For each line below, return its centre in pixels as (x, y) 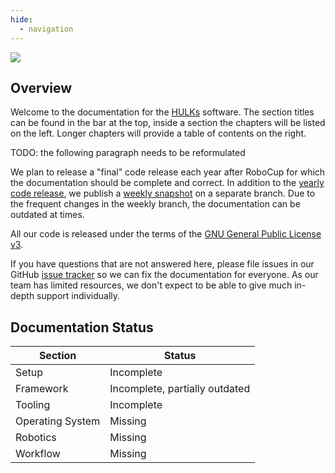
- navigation (46, 29)
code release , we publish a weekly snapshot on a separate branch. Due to (163, 193)
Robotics (36, 438)
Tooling (33, 405)
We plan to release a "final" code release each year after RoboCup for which (168, 172)
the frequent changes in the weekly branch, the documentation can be (155, 204)
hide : (21, 19)
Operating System (58, 421)
